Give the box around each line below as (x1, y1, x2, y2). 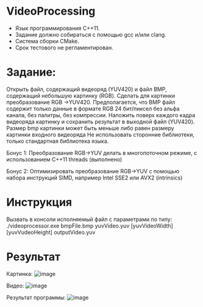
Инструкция (6, 195, 72, 209)
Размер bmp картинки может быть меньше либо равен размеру (6, 124, 175, 132)
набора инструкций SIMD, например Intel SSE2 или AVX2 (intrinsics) (6, 174, 183, 181)
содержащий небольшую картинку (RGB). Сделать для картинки (6, 92, 176, 99)
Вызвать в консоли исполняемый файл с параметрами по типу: (6, 215, 173, 223)
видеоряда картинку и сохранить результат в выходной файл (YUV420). (6, 118, 195, 125)
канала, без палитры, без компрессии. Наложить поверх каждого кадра (6, 111, 196, 118)
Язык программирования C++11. (15, 24, 100, 32)
